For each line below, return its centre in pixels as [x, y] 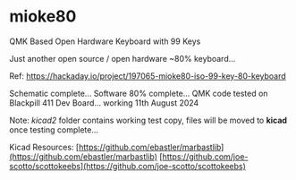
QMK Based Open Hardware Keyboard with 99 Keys [105, 41]
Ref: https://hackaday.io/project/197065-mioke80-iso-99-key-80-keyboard [148, 76]
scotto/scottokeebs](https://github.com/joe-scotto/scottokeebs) [127, 166]
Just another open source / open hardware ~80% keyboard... [123, 58]
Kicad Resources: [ [44, 147]
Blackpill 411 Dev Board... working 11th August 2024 [104, 103]
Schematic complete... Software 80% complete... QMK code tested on [139, 93]
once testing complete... [54, 129]
